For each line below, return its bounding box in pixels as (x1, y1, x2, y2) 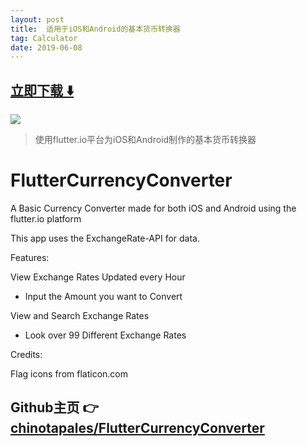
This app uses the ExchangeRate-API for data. (10, 232, 201, 244)
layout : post (10, 14, 65, 25)
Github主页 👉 (10, 399, 100, 416)
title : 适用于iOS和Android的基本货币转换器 (10, 24, 181, 34)
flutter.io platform (10, 213, 82, 225)
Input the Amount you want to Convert (24, 291, 183, 302)
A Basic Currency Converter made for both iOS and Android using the (10, 202, 297, 214)
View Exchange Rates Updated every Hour (10, 271, 186, 283)
